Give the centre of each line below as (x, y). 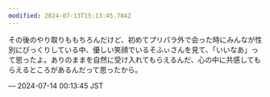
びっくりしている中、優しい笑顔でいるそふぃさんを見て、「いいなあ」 (137, 50)
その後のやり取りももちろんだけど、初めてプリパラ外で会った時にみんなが (132, 39)
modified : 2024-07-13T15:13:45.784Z (70, 16)
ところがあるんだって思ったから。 (86, 70)
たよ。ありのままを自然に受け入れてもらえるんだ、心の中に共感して (141, 59)
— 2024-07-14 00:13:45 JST (56, 86)
